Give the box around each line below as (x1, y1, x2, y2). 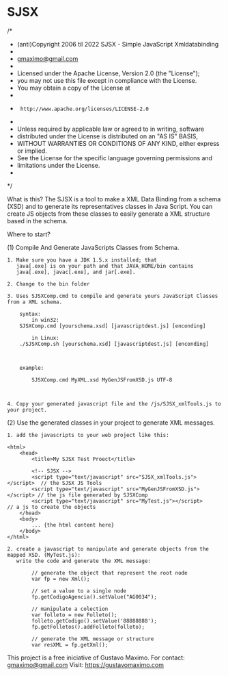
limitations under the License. (16, 161, 100, 169)
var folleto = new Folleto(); (31, 611, 117, 618)
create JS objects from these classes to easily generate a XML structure (7, 210, 210, 218)
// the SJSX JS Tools (40, 479, 102, 486)
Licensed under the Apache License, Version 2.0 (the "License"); (16, 69, 200, 77)
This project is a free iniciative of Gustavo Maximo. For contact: (7, 653, 186, 662)
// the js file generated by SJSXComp (37, 491, 148, 499)
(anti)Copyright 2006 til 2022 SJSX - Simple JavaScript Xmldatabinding (16, 40, 219, 48)
